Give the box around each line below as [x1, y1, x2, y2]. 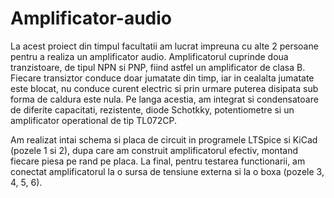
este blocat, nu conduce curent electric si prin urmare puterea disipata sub [10, 82, 319, 94]
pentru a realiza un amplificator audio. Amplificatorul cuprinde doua [10, 50, 289, 62]
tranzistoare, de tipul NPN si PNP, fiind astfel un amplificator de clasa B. [10, 61, 306, 73]
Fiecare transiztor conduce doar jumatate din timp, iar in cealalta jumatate [10, 72, 315, 84]
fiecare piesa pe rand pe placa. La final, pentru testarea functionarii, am [10, 155, 306, 167]
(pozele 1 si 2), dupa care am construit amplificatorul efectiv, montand [10, 144, 298, 156]
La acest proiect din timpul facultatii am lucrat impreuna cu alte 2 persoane [10, 40, 319, 52]
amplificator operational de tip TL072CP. [10, 114, 178, 126]
